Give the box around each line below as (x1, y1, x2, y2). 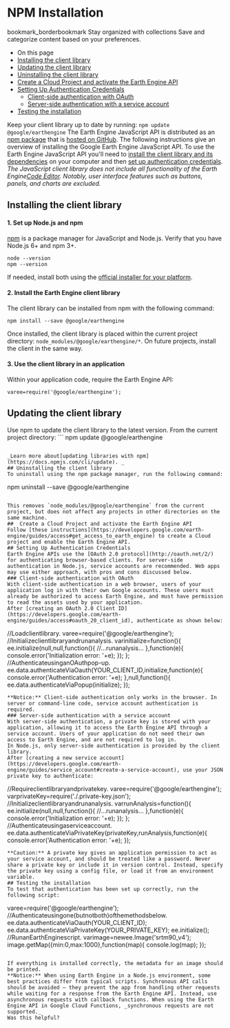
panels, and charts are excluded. (7, 179, 101, 187)
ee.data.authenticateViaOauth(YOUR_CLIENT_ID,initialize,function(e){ (7, 665, 203, 674)
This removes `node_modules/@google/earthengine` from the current (7, 502, 205, 509)
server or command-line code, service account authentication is (7, 700, 198, 707)
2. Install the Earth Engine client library (7, 289, 121, 297)
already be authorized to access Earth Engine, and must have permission (7, 593, 224, 600)
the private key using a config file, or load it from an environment (7, 867, 214, 875)
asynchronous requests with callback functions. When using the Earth (7, 996, 214, 1003)
